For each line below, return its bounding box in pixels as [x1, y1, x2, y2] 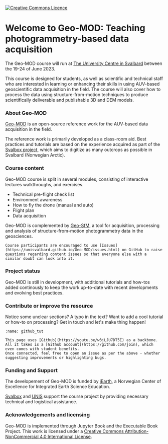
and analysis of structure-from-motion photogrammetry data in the [5, 228, 144, 234]
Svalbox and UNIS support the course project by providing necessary [5, 393, 149, 400]
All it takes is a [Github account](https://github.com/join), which [5, 342, 154, 347]
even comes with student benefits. [5, 346, 80, 352]
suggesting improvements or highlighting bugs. [5, 355, 107, 360]
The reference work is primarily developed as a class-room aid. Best [5, 136, 146, 142]
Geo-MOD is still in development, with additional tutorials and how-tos [5, 279, 150, 285]
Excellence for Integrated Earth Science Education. [5, 384, 110, 390]
